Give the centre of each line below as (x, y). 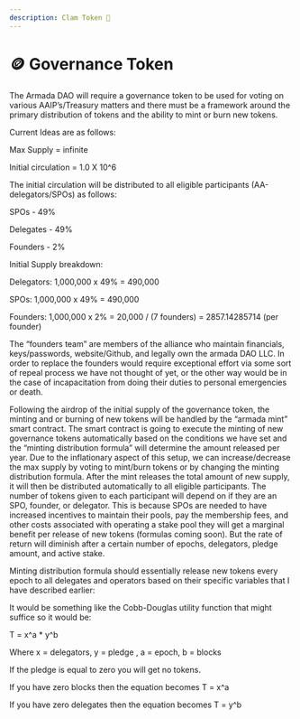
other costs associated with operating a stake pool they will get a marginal (147, 524)
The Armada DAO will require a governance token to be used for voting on (147, 95)
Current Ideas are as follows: (63, 132)
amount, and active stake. (57, 553)
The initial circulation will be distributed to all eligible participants (129, 184)
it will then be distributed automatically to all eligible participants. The (138, 486)
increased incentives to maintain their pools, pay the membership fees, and (149, 515)
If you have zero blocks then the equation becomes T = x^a (119, 686)
